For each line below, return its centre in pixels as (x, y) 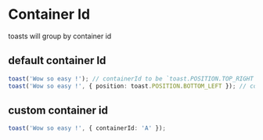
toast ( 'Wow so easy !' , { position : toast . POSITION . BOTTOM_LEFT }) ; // (127, 86)
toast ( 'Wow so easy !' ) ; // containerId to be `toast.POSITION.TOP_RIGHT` (133, 79)
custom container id (58, 110)
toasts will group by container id (60, 36)
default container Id (57, 61)
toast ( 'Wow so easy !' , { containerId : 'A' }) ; (87, 128)
